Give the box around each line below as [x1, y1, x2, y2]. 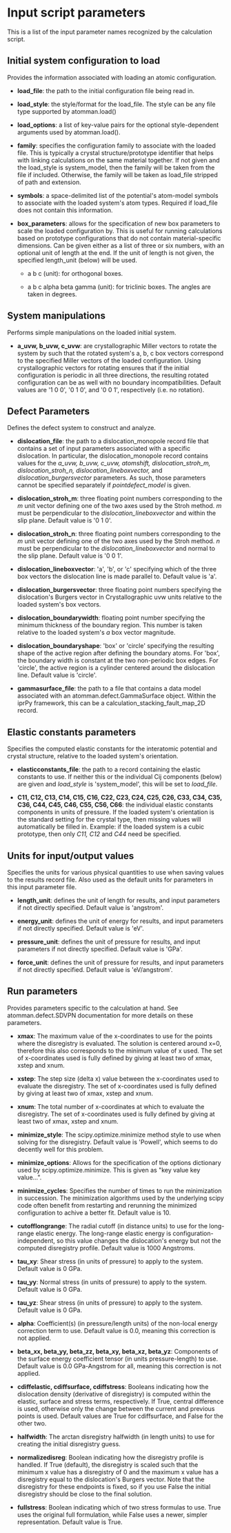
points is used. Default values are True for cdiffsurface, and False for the [17, 1412, 224, 1420]
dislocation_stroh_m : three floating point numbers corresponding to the [17, 494, 223, 502]
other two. [17, 1419, 47, 1428]
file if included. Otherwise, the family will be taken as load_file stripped [17, 170, 219, 179]
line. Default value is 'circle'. [17, 671, 97, 680]
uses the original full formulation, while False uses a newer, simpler [17, 1510, 208, 1519]
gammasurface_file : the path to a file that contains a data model [17, 684, 201, 693]
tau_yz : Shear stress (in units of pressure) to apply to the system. [17, 1298, 203, 1307]
